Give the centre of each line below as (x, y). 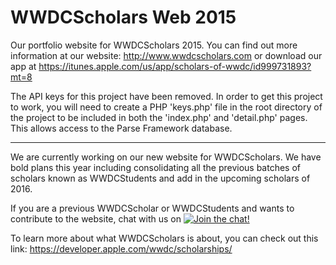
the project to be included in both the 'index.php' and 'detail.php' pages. (159, 117)
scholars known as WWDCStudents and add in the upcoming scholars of (160, 178)
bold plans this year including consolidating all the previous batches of (155, 167)
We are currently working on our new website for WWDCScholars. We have (166, 157)
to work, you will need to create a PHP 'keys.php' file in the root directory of (166, 107)
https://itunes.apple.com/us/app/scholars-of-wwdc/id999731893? (175, 66)
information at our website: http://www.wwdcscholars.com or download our (166, 55)
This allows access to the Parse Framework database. (121, 128)
